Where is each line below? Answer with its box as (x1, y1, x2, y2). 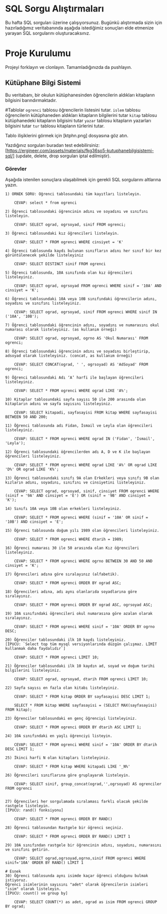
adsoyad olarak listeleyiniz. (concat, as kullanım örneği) (5, 353, 133, 358)
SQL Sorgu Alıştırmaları (5, 3, 104, 14)
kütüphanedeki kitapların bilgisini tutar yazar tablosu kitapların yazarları (5, 117, 151, 123)
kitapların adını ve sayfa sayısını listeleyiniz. (5, 401, 113, 406)
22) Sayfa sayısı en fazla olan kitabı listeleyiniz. (5, 685, 120, 690)
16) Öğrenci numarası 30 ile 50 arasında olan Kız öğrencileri (5, 545, 140, 550)
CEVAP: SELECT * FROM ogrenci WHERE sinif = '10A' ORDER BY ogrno (14, 624, 155, 629)
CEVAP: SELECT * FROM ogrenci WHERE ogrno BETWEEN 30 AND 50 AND (14, 558, 153, 563)
